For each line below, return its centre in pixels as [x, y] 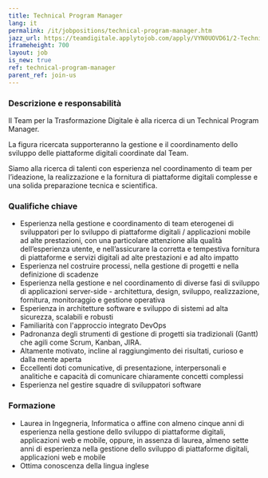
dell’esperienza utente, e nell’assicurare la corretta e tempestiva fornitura [140, 249]
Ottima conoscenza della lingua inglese [84, 465]
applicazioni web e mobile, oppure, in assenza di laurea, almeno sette [134, 440]
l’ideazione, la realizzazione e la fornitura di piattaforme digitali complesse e [133, 177]
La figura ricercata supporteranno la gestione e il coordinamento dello [123, 144]
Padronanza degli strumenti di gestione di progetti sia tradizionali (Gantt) [139, 334]
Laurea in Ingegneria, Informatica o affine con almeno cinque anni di [132, 423]
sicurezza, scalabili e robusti [67, 317]
